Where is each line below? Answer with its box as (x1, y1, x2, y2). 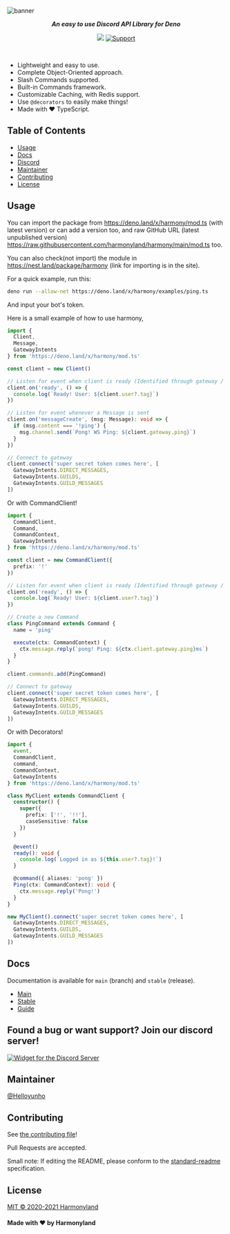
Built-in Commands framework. (17, 83, 107, 91)
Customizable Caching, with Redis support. (17, 91, 140, 98)
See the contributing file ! (7, 1130, 78, 1139)
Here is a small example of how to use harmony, (7, 314, 144, 322)
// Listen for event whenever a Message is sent (7, 410, 150, 417)
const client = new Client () (7, 365, 91, 372)
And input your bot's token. (7, 301, 85, 309)
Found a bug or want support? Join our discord (7, 1025, 213, 1036)
